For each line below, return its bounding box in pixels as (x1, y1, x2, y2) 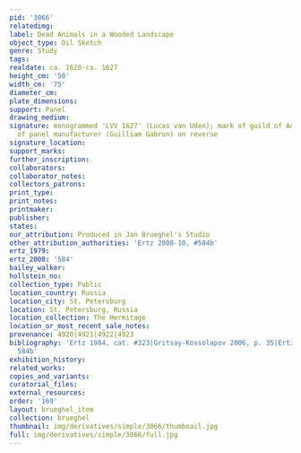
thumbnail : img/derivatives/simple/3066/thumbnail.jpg (9, 422, 219, 431)
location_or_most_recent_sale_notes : (9, 322, 150, 331)
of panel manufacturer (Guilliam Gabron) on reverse (17, 130, 219, 139)
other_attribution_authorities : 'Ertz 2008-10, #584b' (9, 239, 219, 248)
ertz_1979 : (9, 247, 50, 256)
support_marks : (9, 146, 66, 155)
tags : (9, 55, 30, 64)
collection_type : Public (9, 280, 102, 289)
